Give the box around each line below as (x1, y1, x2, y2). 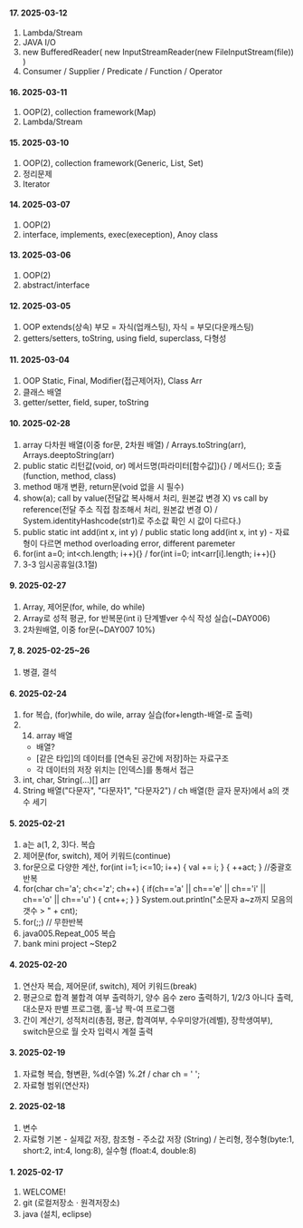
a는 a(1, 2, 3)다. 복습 (22, 839, 96, 850)
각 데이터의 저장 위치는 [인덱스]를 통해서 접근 (35, 765, 194, 775)
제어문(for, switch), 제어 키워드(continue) (22, 851, 172, 862)
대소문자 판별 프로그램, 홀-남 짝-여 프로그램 (22, 1003, 175, 1014)
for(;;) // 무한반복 (22, 917, 84, 928)
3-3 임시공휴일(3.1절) (22, 559, 98, 570)
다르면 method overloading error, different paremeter (39, 538, 236, 549)
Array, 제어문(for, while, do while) (22, 601, 146, 612)
